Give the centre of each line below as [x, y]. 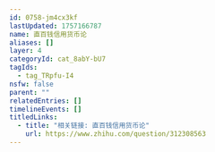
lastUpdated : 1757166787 [56, 26]
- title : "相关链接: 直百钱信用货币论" [84, 126]
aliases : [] [31, 42]
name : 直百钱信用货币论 [48, 34]
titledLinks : [34, 117]
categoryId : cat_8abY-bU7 [57, 59]
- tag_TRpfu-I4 [46, 76]
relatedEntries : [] [46, 101]
